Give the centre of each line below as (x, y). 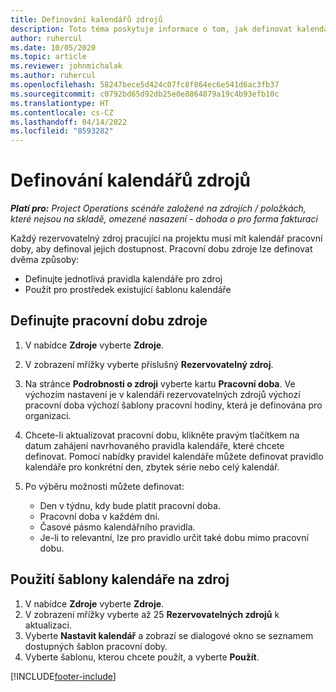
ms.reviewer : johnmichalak (66, 66)
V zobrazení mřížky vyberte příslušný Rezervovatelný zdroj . (149, 364)
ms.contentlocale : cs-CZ (62, 112)
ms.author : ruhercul (53, 76)
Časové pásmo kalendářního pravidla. (117, 527)
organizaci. (48, 415)
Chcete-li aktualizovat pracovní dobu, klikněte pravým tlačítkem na (162, 435)
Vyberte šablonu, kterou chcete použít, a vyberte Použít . (142, 657)
